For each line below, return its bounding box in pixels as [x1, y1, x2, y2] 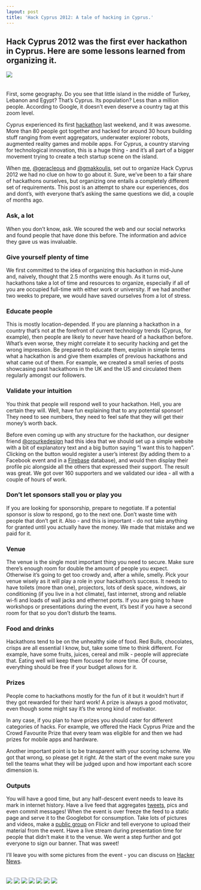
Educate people [6, 307, 53, 315]
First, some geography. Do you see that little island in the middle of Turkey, [6, 91, 191, 98]
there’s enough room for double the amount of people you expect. [6, 565, 169, 572]
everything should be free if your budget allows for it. [6, 664, 138, 671]
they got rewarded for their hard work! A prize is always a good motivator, [6, 699, 188, 706]
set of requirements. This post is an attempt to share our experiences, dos [6, 184, 189, 191]
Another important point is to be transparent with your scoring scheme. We [6, 747, 191, 754]
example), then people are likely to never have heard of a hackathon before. [6, 334, 193, 341]
